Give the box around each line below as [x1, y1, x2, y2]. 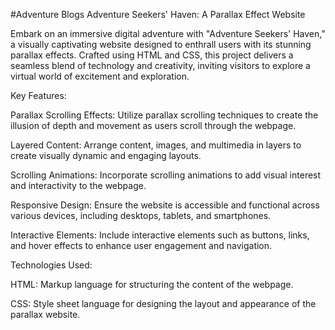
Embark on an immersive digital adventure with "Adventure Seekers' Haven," [10, 28, 326, 39]
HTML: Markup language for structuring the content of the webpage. [10, 279, 294, 290]
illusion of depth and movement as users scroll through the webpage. [10, 120, 297, 131]
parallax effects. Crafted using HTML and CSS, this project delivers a [10, 49, 294, 61]
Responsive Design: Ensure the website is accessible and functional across [10, 199, 320, 211]
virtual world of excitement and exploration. [10, 70, 190, 82]
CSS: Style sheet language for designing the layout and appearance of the [10, 298, 317, 309]
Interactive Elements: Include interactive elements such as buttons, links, [10, 229, 310, 241]
